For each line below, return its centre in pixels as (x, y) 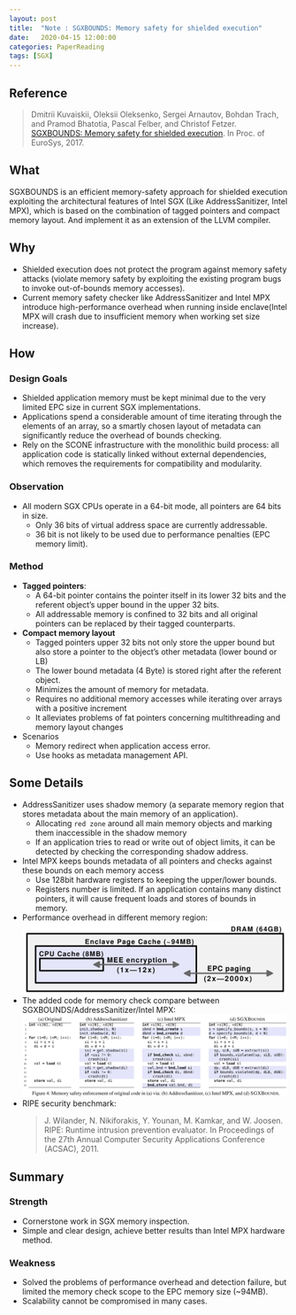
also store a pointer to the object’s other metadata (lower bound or (156, 652)
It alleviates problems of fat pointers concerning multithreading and (158, 717)
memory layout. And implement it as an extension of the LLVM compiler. (140, 220)
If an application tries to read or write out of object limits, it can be (155, 842)
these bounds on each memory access (93, 870)
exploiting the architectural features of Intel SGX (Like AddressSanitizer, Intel (148, 201)
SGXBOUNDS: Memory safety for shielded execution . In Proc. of (148, 133)
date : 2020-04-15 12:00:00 (63, 37)
